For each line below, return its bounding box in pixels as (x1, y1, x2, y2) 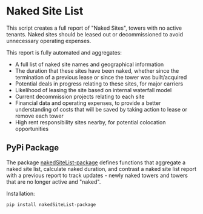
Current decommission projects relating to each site (15, 93, 145, 100)
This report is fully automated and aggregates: (6, 48, 122, 56)
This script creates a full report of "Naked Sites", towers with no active (6, 24, 182, 32)
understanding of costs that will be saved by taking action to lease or (15, 105, 188, 113)
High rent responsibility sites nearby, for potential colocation (15, 118, 166, 125)
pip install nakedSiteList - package (6, 201, 96, 207)
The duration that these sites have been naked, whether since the (15, 67, 179, 74)
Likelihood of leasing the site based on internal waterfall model (15, 86, 172, 93)
